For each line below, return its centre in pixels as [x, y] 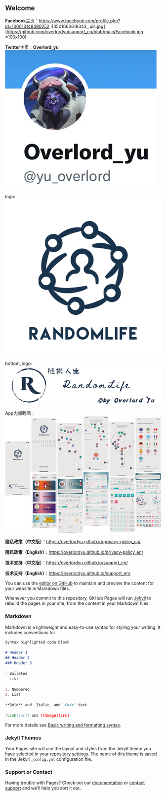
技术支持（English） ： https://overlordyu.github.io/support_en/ [68, 574]
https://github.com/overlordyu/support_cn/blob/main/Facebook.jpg [75, 31]
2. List [13, 695]
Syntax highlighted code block [37, 642]
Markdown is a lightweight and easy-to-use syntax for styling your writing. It [83, 627]
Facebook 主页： [22, 21]
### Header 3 [19, 663]
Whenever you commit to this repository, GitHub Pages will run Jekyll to [78, 598]
